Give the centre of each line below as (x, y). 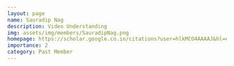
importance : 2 (28, 45)
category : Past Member (40, 52)
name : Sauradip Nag (36, 20)
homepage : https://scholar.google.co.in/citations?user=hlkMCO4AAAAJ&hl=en (119, 39)
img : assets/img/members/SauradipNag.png (68, 33)
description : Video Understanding (57, 26)
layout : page (26, 13)
